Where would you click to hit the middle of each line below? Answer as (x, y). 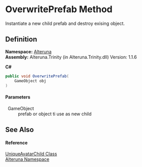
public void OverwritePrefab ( (37, 76)
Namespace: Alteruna (28, 51)
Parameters (18, 97)
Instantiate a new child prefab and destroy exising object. (65, 23)
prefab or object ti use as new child (55, 114)
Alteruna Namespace (27, 159)
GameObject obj (30, 81)
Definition (21, 39)
